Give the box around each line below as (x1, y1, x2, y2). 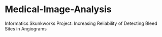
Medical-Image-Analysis (5, 4, 112, 15)
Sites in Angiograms (5, 25, 47, 31)
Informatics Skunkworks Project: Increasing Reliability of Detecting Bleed (5, 20, 157, 26)
